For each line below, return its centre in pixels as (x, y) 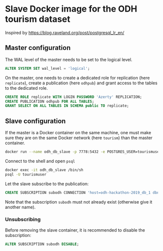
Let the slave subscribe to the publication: (47, 184)
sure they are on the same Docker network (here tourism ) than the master (79, 138)
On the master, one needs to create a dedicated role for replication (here (77, 78)
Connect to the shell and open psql (40, 161)
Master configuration (38, 48)
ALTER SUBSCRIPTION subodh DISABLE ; (42, 244)
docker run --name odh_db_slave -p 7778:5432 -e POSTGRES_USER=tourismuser (83, 152)
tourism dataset (38, 19)
